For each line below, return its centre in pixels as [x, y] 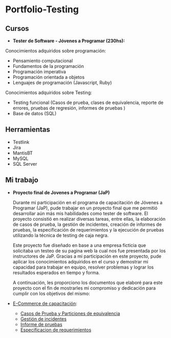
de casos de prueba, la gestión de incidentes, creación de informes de [87, 224]
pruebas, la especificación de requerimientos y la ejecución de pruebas [88, 229]
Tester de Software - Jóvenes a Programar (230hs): [69, 41]
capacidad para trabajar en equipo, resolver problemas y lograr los [83, 267]
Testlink [21, 142]
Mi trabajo [22, 180]
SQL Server [25, 164]
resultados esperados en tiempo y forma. [56, 272]
